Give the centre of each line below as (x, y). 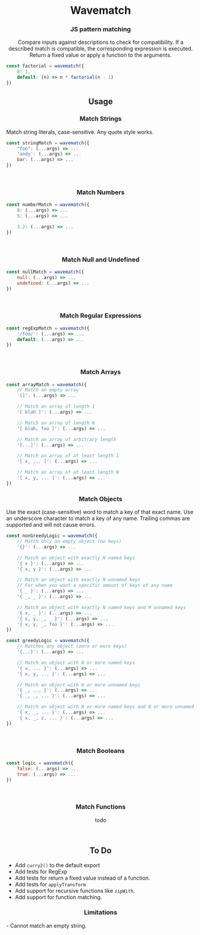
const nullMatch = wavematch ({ (45, 272)
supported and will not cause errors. (51, 525)
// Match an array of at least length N (68, 473)
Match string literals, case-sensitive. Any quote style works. (80, 132)
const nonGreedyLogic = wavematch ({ (52, 536)
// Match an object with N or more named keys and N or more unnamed (106, 707)
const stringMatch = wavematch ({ (48, 143)
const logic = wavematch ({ (40, 763)
